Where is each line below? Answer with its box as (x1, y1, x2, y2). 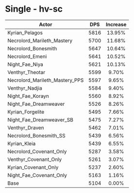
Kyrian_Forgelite (7, 108, 45, 115)
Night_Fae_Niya (7, 61, 44, 68)
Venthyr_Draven (7, 124, 45, 131)
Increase (106, 21, 127, 28)
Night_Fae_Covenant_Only (7, 172, 67, 178)
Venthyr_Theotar (7, 69, 45, 76)
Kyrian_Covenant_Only (7, 164, 59, 171)
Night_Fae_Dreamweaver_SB (7, 116, 74, 123)
